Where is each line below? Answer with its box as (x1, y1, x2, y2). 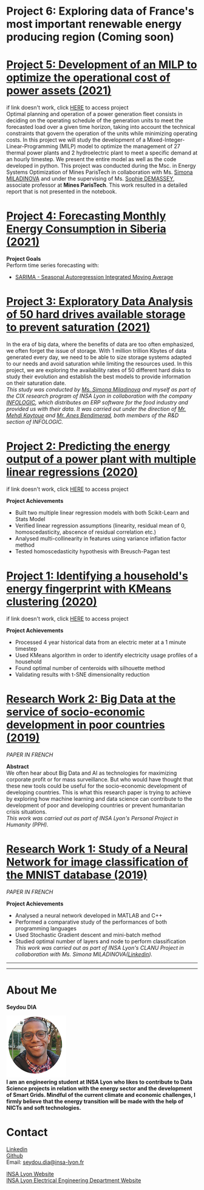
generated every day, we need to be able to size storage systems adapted (6, 354, 192, 361)
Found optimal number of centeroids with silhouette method (15, 664, 165, 671)
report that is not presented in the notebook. (6, 188, 117, 195)
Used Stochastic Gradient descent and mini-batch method (15, 931, 161, 938)
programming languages (15, 924, 77, 932)
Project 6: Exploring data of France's (6, 4, 194, 18)
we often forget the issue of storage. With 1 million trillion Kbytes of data (6, 347, 187, 354)
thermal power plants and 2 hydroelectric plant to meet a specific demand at (6, 149, 198, 156)
